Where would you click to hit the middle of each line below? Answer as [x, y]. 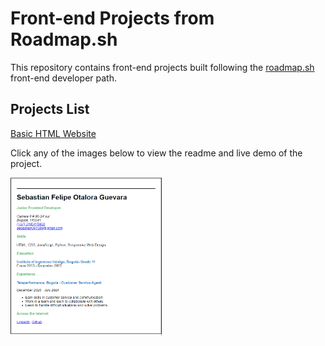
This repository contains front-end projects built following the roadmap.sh [162, 67]
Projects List [50, 109]
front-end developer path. [63, 78]
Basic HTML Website [53, 133]
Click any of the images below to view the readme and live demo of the [156, 153]
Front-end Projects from [112, 18]
